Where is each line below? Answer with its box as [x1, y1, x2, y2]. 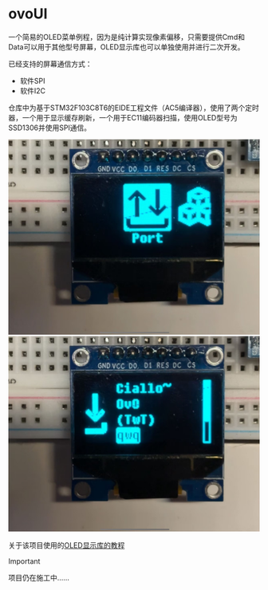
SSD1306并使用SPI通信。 [8, 123, 92, 132]
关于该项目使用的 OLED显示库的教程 [8, 540, 125, 550]
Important [8, 556, 41, 566]
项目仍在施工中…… [8, 572, 70, 582]
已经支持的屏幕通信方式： [8, 59, 93, 69]
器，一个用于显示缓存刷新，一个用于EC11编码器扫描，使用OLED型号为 [8, 112, 238, 122]
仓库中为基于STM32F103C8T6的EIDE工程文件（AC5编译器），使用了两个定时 [8, 103, 259, 112]
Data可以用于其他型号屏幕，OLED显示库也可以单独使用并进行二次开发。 [8, 41, 245, 52]
